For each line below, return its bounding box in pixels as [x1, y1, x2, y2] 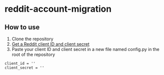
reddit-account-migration [4, 3, 111, 15]
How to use [4, 23, 40, 31]
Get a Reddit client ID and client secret [11, 41, 89, 47]
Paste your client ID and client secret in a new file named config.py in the [11, 47, 160, 52]
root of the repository [11, 51, 55, 57]
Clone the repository [11, 36, 54, 42]
